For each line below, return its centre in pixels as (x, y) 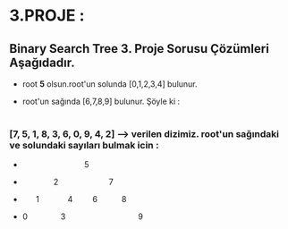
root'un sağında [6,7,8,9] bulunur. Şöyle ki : (101, 101)
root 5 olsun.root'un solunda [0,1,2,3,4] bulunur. (110, 84)
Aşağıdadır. (42, 62)
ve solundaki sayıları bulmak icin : (84, 145)
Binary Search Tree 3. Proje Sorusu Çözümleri (140, 49)
